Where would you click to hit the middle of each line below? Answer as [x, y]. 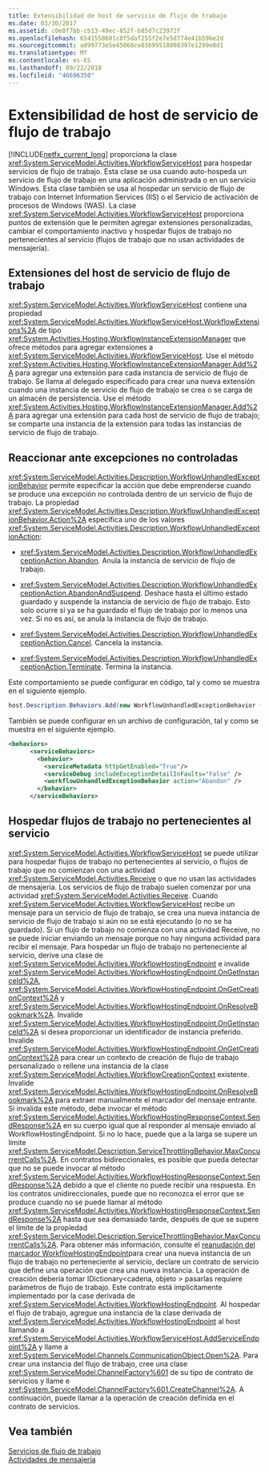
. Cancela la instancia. [127, 643]
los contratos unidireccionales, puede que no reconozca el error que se [126, 1193]
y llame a [54, 1346]
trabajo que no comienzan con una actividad [82, 869]
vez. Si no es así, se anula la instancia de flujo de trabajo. [114, 619]
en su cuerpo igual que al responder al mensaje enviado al [159, 1125]
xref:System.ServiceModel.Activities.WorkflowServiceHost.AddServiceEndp [134, 1338]
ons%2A [22, 330]
